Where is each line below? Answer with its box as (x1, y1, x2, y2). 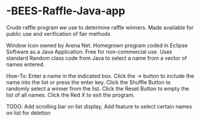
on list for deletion (6, 109, 51, 116)
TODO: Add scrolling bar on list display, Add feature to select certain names (6, 103, 192, 110)
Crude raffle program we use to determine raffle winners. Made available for (6, 24, 194, 31)
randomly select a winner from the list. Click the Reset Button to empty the (6, 85, 189, 92)
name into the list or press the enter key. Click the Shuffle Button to (6, 79, 171, 86)
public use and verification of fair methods (6, 30, 110, 37)
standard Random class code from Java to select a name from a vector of (6, 54, 187, 61)
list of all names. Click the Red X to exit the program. (6, 91, 136, 98)
